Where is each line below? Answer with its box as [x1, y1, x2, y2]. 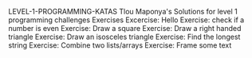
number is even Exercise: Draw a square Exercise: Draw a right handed [8, 24, 242, 33]
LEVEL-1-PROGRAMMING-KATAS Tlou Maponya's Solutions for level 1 [8, 7, 238, 16]
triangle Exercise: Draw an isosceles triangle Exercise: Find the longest [8, 32, 241, 41]
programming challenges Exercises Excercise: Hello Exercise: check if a [8, 15, 245, 25]
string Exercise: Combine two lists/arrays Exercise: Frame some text [8, 41, 232, 50]
